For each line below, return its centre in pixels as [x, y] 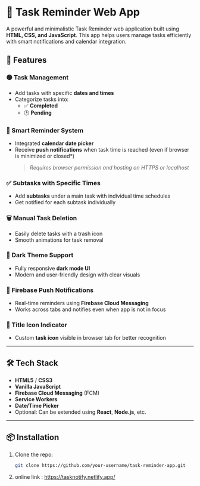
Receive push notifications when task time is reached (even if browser [102, 149]
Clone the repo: [34, 455]
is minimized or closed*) [45, 156]
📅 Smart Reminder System [45, 130]
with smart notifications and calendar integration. [66, 41]
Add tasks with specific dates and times [64, 93]
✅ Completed [41, 105]
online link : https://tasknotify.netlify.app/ [65, 476]
